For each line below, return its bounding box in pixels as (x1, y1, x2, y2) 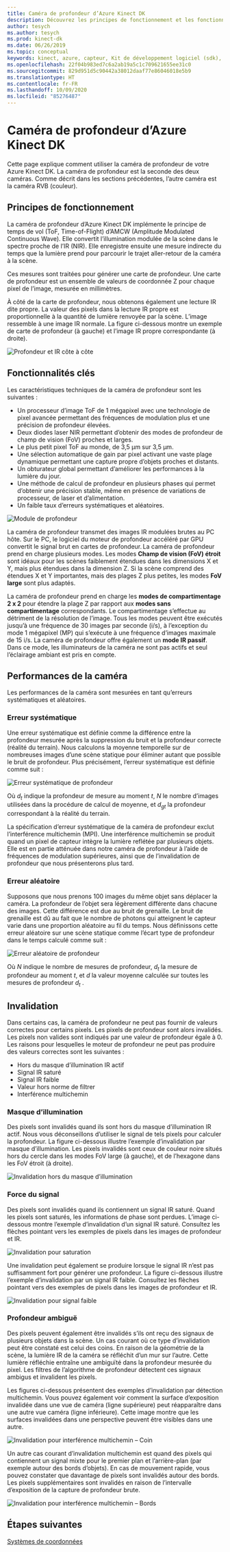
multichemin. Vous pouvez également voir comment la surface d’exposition (7, 1393, 219, 1402)
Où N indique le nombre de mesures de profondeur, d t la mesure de (7, 962, 198, 972)
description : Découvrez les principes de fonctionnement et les (7, 16, 194, 23)
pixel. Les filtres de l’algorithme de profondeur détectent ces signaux (7, 1365, 201, 1373)
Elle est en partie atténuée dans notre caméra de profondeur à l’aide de (7, 845, 208, 853)
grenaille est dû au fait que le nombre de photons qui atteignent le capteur (7, 914, 216, 922)
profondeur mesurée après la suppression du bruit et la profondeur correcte (7, 735, 222, 744)
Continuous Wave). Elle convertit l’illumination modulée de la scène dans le (7, 234, 218, 242)
